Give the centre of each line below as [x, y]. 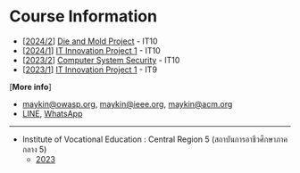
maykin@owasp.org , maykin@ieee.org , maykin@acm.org [127, 103]
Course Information [83, 16]
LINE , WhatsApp [52, 113]
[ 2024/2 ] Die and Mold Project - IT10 [90, 41]
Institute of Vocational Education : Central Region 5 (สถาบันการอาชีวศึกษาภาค [155, 139]
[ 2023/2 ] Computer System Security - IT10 [101, 60]
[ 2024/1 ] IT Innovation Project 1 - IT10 [91, 50]
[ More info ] [30, 86]
